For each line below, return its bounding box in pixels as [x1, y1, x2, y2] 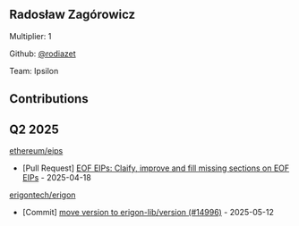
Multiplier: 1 [9, 30, 52, 41]
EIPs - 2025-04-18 [21, 172, 91, 183]
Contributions [9, 91, 89, 106]
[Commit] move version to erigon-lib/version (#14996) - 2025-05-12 [21, 207, 275, 218]
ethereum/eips [9, 146, 64, 156]
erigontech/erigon [9, 189, 76, 200]
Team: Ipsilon [9, 65, 59, 76]
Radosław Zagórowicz [9, 7, 136, 22]
